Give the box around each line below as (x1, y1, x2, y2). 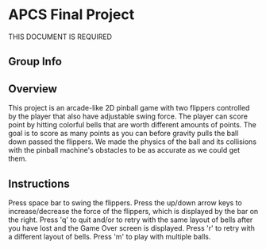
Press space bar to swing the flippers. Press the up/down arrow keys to (8, 197, 242, 208)
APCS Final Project (8, 6, 135, 24)
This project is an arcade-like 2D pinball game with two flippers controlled (8, 103, 250, 113)
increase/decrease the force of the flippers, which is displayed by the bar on (8, 206, 259, 216)
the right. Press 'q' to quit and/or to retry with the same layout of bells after (8, 215, 253, 224)
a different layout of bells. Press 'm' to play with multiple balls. (8, 231, 211, 241)
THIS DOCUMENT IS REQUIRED (8, 32, 113, 41)
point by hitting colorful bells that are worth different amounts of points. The (8, 120, 256, 130)
